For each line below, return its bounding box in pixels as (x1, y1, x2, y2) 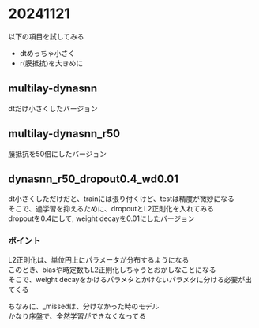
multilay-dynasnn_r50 (8, 127, 121, 140)
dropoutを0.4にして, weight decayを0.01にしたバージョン (8, 214, 195, 223)
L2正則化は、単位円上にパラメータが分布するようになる (8, 255, 190, 264)
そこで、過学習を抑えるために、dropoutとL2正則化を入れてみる (8, 204, 215, 214)
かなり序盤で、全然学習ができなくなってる (8, 311, 146, 320)
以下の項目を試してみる (8, 32, 84, 41)
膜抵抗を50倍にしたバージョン (8, 149, 107, 158)
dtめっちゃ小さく (19, 48, 76, 58)
